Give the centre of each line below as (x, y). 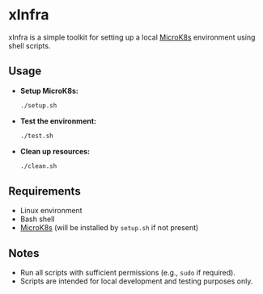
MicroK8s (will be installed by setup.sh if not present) (109, 228)
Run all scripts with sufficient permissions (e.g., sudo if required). (128, 273)
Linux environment (51, 211)
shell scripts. (30, 45)
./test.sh (37, 136)
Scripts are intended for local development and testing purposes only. (136, 281)
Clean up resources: (55, 151)
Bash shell (37, 219)
